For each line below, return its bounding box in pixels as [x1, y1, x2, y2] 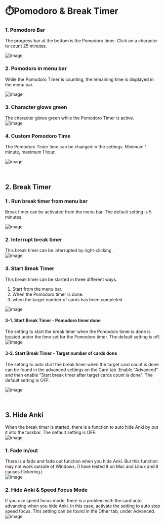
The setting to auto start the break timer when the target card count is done [5, 362, 159, 368]
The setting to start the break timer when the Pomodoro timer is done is [5, 328, 151, 334]
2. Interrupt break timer [5, 236, 63, 243]
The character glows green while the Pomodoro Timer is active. [5, 115, 134, 121]
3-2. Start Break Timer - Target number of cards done [5, 350, 117, 356]
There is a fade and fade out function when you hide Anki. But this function [5, 458, 158, 464]
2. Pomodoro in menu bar [5, 65, 67, 72]
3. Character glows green [5, 104, 68, 111]
